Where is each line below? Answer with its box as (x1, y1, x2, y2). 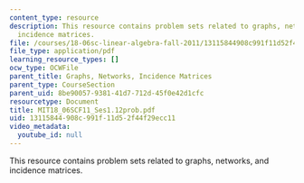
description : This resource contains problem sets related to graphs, (9, 22, 281, 31)
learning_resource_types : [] (9, 55, 119, 64)
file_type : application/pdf (9, 47, 116, 56)
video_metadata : (9, 123, 71, 132)
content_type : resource (9, 13, 100, 23)
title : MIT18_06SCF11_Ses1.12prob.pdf (9, 105, 156, 114)
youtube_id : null (17, 131, 83, 140)
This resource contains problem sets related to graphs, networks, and (9, 155, 270, 166)
